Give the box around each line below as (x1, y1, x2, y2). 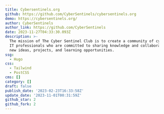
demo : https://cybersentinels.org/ (5, 16, 78, 21)
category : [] (5, 79, 32, 84)
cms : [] (5, 75, 21, 80)
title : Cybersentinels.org (5, 7, 60, 12)
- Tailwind (9, 66, 32, 71)
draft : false (5, 83, 32, 89)
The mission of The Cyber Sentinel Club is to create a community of (9, 39, 154, 44)
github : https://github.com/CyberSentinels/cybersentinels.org (5, 12, 137, 16)
